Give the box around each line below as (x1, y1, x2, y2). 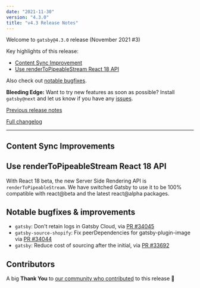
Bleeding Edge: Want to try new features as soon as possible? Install (6, 89, 175, 96)
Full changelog (6, 118, 43, 125)
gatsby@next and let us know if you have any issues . (6, 95, 133, 102)
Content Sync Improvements (6, 141, 115, 151)
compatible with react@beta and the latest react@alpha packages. (6, 190, 170, 197)
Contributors (6, 259, 55, 269)
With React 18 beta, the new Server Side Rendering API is (6, 177, 147, 184)
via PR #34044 (14, 236, 52, 243)
